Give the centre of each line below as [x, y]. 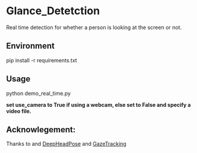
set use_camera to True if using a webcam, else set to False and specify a [99, 104]
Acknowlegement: [41, 130]
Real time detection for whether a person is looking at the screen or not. [94, 27]
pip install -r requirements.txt [42, 60]
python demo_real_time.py [39, 93]
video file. [19, 111]
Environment [31, 46]
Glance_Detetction [53, 11]
